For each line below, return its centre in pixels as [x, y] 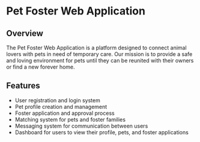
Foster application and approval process [65, 113]
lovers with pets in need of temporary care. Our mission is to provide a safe [99, 54]
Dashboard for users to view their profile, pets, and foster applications [102, 132]
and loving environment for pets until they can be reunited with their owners [100, 60]
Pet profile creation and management [61, 106]
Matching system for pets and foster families [70, 119]
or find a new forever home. [41, 67]
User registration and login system [57, 100]
